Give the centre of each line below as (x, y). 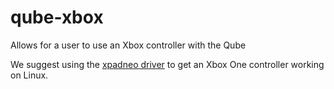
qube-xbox (57, 17)
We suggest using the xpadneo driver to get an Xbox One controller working (167, 64)
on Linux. (29, 75)
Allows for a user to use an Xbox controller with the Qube (128, 45)
